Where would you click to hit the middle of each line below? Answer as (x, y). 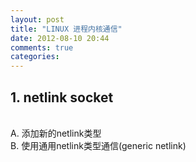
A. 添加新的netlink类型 (56, 133)
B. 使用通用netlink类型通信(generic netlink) (98, 145)
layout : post (37, 19)
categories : (35, 57)
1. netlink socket (62, 97)
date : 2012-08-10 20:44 (60, 38)
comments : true (42, 47)
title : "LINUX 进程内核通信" (66, 29)
